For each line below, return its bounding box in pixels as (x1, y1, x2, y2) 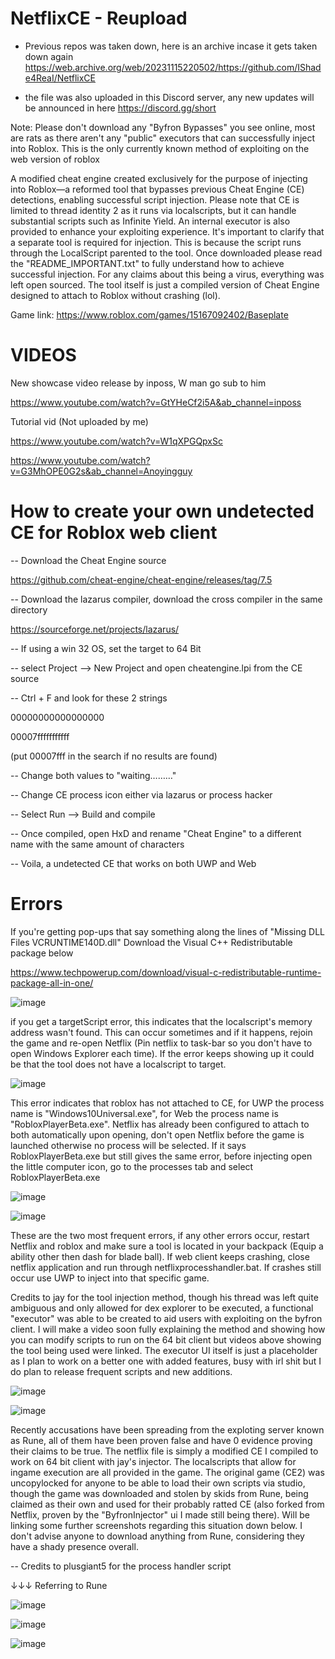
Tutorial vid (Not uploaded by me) (10, 415, 149, 427)
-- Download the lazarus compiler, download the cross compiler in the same (10, 593, 323, 605)
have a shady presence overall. (10, 1540, 139, 1552)
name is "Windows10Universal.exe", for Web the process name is (10, 1107, 279, 1119)
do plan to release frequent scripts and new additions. (10, 1365, 233, 1377)
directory (10, 603, 48, 616)
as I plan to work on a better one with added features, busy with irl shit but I (10, 1355, 322, 1367)
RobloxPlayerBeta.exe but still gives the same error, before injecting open (10, 1150, 313, 1162)
